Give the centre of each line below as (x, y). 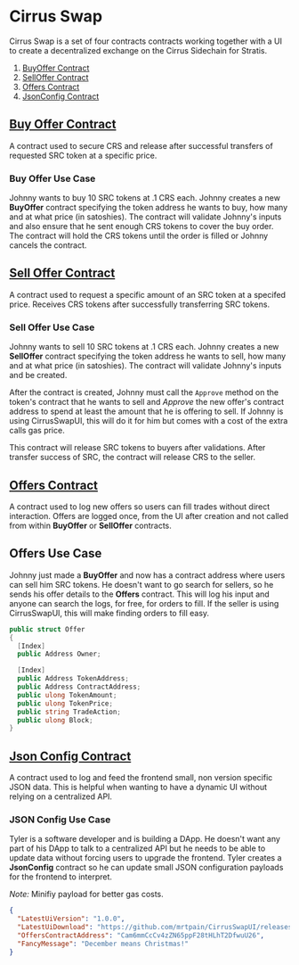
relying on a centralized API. (61, 796)
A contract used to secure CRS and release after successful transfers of (141, 145)
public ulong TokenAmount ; (67, 695)
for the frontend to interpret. (61, 877)
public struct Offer (48, 629)
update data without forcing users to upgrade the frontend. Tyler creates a (145, 858)
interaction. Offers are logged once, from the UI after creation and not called (149, 515)
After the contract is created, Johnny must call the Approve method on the (144, 392)
